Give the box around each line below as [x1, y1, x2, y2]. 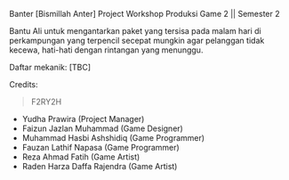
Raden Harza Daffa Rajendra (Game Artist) [21, 161, 178, 171]
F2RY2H [30, 96, 62, 107]
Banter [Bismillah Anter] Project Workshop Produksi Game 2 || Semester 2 [9, 9, 280, 19]
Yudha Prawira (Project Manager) [21, 114, 145, 124]
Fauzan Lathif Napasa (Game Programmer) [21, 143, 180, 152]
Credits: [9, 79, 38, 89]
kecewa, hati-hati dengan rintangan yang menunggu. [9, 45, 204, 55]
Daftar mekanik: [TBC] [9, 62, 92, 72]
